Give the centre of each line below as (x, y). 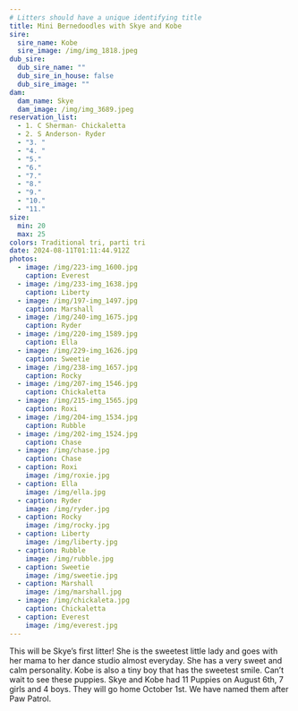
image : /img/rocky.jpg (68, 526)
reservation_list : (43, 117)
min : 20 (32, 226)
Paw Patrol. (30, 698)
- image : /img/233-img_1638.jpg (78, 284)
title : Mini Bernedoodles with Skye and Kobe (95, 26)
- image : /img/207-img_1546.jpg (78, 384)
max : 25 (32, 234)
